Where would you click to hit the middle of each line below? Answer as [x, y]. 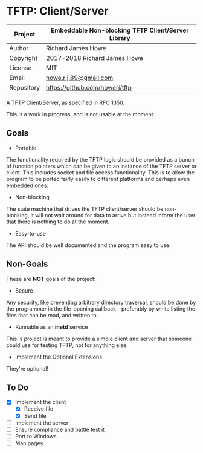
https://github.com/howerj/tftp [89, 87]
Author [19, 48]
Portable [26, 148]
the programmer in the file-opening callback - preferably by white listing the [101, 309]
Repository [25, 87]
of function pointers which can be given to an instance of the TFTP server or [101, 166]
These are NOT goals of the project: [51, 279]
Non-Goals [27, 264]
